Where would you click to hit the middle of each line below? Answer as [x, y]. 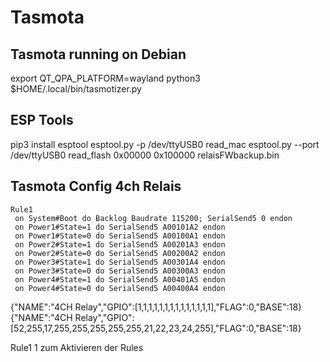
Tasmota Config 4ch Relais [96, 186]
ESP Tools [42, 120]
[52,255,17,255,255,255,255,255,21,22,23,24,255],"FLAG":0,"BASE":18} [156, 328]
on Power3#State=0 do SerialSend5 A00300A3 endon [120, 271]
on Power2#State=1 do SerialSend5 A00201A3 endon [120, 244]
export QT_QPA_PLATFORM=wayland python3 [105, 78]
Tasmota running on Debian [98, 54]
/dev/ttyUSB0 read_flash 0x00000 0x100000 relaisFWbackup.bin [145, 155]
